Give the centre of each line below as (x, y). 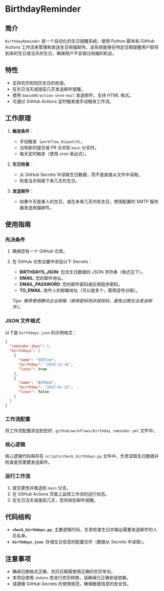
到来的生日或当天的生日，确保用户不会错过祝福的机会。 (61, 53)
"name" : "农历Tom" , (37, 360)
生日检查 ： (23, 164)
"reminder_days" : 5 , (30, 346)
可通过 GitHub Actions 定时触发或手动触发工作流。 (63, 101)
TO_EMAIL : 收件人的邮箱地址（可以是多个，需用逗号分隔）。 (80, 291)
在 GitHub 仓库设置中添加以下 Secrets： (52, 262)
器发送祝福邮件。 (37, 207)
